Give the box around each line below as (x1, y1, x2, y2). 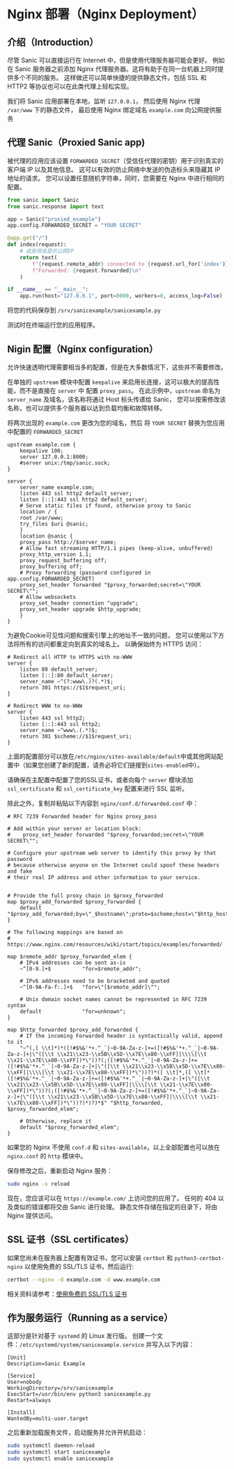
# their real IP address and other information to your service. (7, 874, 201, 881)
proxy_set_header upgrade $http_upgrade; (19, 606, 141, 613)
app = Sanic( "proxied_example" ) (7, 215, 101, 223)
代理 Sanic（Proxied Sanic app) (7, 137, 146, 148)
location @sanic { (19, 533, 73, 540)
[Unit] (7, 1354, 26, 1362)
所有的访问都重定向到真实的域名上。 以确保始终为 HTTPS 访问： (19, 640, 204, 648)
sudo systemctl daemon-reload (7, 1443, 95, 1449)
